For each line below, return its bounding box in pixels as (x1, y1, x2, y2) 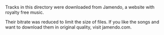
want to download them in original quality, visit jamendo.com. (5, 24, 132, 30)
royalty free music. (5, 9, 44, 15)
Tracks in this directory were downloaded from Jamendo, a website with (5, 4, 154, 10)
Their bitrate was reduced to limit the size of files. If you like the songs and (5, 19, 159, 25)
